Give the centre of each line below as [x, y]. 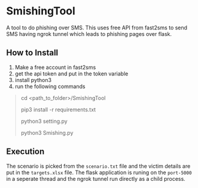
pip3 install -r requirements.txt [58, 110]
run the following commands [50, 86]
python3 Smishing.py [47, 132]
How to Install [32, 53]
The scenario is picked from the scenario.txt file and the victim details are [98, 166]
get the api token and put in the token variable [71, 74]
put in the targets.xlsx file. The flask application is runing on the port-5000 [99, 172]
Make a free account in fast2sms [55, 67]
